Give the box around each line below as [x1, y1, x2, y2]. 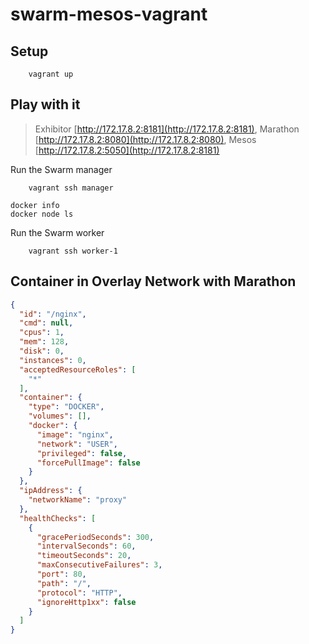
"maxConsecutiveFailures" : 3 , [36, 560, 163, 570]
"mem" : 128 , [19, 337, 70, 347]
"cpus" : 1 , [19, 328, 65, 338]
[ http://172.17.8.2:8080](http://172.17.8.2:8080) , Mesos [34, 133, 257, 145]
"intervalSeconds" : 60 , [36, 541, 137, 552]
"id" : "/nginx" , [19, 309, 87, 319]
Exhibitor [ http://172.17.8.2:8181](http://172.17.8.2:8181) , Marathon [34, 123, 300, 135]
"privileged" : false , [36, 448, 128, 458]
